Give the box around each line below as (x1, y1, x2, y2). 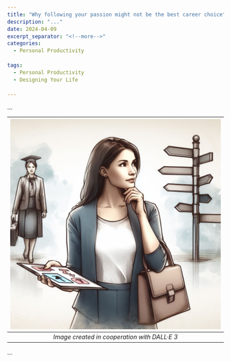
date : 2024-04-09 (7, 25, 57, 32)
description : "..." (7, 18, 63, 25)
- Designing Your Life (13, 76, 78, 83)
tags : (7, 62, 23, 69)
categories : (7, 40, 41, 47)
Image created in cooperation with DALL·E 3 (53, 333, 178, 341)
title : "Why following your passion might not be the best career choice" (7, 11, 226, 18)
